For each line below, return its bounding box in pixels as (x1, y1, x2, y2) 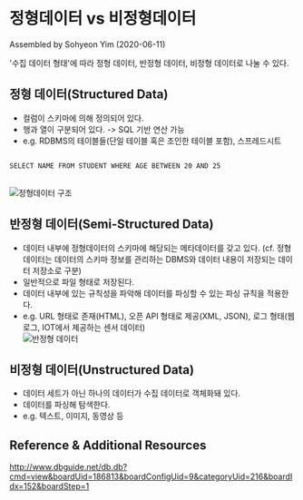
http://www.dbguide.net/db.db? (9, 462, 128, 473)
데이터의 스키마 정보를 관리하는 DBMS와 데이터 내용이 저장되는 (54, 253, 277, 264)
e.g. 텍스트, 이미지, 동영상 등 (22, 410, 124, 422)
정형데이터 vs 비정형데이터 (9, 8, 197, 29)
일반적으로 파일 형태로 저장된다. (22, 276, 134, 287)
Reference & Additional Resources (9, 437, 207, 453)
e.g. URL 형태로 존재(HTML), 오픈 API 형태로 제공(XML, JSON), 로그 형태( (22, 310, 288, 321)
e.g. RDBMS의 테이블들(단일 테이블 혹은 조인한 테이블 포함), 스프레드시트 (22, 135, 282, 146)
